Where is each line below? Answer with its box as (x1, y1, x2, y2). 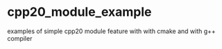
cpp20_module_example (7, 4, 152, 20)
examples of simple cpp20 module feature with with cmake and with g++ (7, 27, 216, 35)
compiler (7, 34, 33, 42)
